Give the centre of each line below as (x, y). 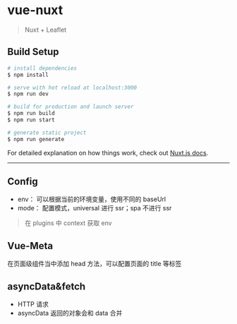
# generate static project (47, 133)
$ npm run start (31, 120)
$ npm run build (31, 114)
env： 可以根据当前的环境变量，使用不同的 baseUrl (92, 199)
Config (23, 182)
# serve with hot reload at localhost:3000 (72, 88)
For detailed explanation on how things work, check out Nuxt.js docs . (108, 152)
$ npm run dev (28, 94)
